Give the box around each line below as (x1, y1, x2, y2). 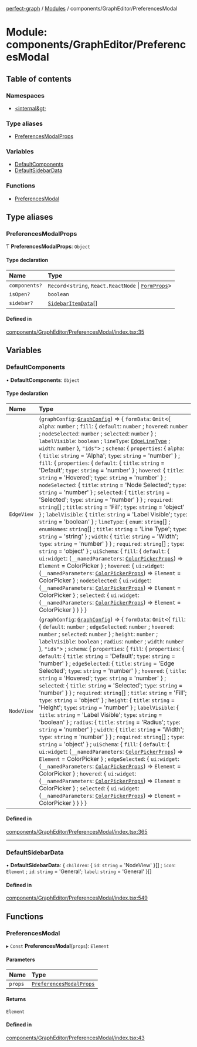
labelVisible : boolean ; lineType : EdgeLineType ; (39, 437, 171, 445)
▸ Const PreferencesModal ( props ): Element (6, 942, 110, 949)
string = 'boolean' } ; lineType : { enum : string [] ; (39, 517, 171, 525)
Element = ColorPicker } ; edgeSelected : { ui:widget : (39, 754, 180, 763)
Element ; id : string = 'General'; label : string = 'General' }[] (6, 868, 152, 875)
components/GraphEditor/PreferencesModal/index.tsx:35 (6, 328, 145, 335)
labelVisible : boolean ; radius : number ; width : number (39, 637, 184, 645)
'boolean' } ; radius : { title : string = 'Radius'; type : (39, 718, 181, 726)
